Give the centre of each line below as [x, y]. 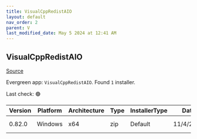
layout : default [26, 17]
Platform [50, 110]
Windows [50, 124]
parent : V [18, 28]
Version [20, 110]
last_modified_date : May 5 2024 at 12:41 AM [61, 33]
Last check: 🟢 [23, 93]
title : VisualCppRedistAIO [39, 11]
